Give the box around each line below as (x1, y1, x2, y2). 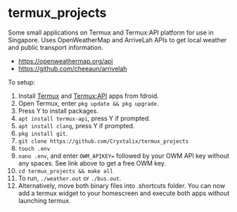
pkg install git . (18, 129, 68, 137)
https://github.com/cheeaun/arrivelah (18, 64, 127, 73)
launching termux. (18, 196, 71, 205)
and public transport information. (8, 43, 104, 51)
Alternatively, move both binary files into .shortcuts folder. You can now (18, 181, 226, 189)
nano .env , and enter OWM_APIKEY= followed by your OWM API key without (18, 151, 229, 160)
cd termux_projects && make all (18, 168, 113, 175)
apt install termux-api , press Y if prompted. (18, 114, 150, 123)
